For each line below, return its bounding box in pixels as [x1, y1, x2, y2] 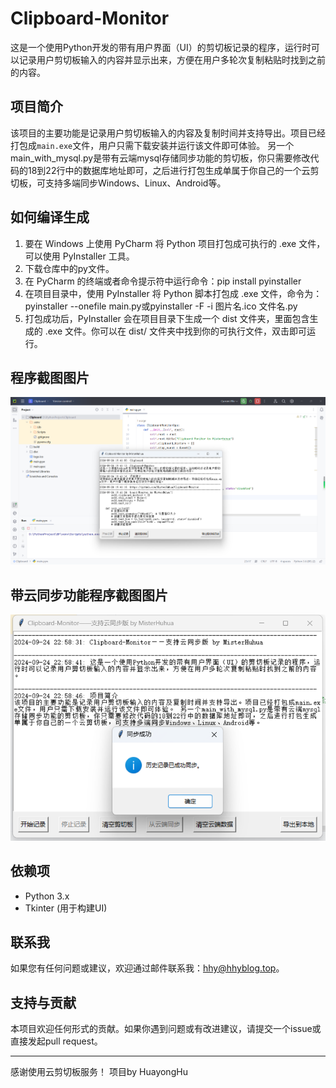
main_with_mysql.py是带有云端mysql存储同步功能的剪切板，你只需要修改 [10, 152, 311, 164]
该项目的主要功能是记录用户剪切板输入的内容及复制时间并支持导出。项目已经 [10, 127, 326, 139]
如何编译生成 [10, 209, 90, 226]
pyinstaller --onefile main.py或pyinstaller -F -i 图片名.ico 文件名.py [24, 300, 298, 312]
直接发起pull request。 [10, 1035, 103, 1047]
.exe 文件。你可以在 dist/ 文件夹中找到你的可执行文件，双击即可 [44, 325, 307, 337]
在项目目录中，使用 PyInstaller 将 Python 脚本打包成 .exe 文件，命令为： [24, 287, 323, 299]
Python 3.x [24, 890, 70, 902]
